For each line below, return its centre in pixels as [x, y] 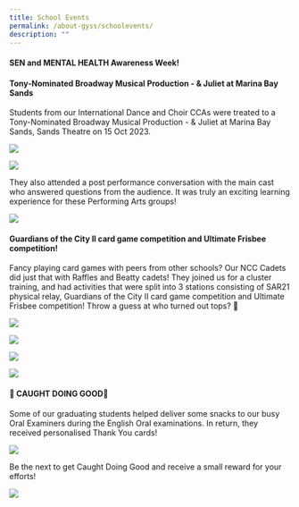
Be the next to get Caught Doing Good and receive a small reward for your [145, 467]
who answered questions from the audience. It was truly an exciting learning [149, 192]
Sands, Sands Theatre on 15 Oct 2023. [80, 131]
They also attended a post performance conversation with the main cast [142, 182]
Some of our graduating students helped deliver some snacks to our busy [145, 413]
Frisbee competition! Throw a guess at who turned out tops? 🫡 [124, 306]
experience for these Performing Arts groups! [93, 201]
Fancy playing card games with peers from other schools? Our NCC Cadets [148, 268]
